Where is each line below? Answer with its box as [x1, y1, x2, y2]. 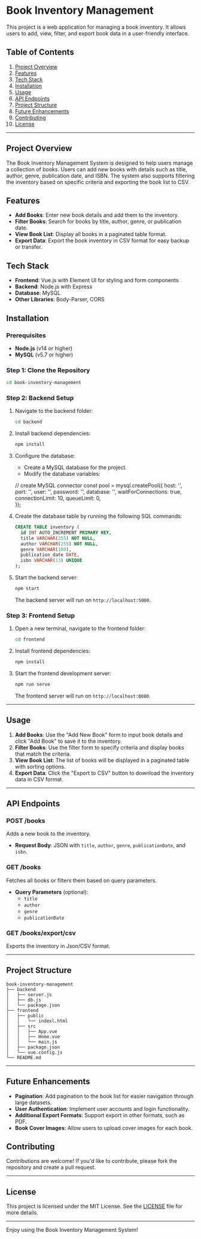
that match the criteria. [14, 750, 71, 757]
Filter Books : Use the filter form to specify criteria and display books [14, 744, 184, 751]
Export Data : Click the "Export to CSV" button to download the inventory [14, 769, 194, 776]
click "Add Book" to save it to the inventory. [14, 738, 122, 745]
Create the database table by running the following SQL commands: [14, 513, 182, 520]
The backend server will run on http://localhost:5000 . [14, 596, 151, 603]
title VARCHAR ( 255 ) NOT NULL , [20, 535, 96, 541]
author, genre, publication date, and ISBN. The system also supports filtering [6, 172, 195, 179]
